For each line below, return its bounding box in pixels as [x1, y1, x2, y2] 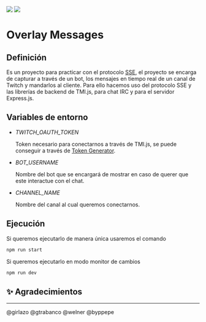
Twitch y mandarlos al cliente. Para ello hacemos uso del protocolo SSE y [6, 81, 192, 89]
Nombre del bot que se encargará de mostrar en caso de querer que [15, 170, 189, 178]
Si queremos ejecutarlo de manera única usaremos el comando [6, 234, 167, 242]
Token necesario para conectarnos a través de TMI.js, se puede [15, 140, 177, 148]
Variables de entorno [6, 112, 88, 122]
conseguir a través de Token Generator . [15, 147, 116, 154]
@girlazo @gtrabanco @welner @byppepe [6, 309, 115, 316]
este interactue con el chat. [15, 177, 85, 184]
